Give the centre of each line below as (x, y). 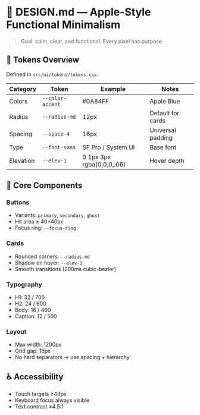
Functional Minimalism (63, 25)
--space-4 (56, 134)
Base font (163, 147)
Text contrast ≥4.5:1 (39, 407)
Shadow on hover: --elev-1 (49, 262)
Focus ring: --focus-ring (45, 228)
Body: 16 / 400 (33, 310)
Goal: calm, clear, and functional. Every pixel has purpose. (92, 41)
